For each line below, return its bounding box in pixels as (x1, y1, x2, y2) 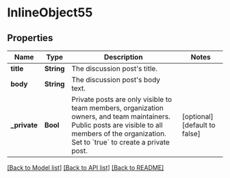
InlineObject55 (7, 5, 93, 21)
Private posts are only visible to (71, 94, 172, 104)
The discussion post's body (71, 75, 161, 84)
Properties (7, 32, 53, 44)
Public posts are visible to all (71, 120, 163, 129)
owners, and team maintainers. (71, 112, 171, 121)
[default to (181, 120, 216, 129)
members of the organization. (71, 129, 166, 138)
